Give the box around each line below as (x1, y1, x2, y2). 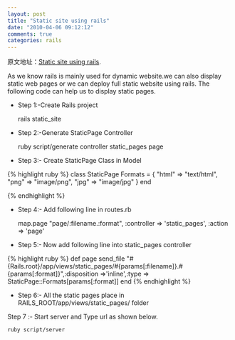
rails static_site (17, 115, 62, 124)
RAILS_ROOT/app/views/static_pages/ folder (17, 299, 150, 307)
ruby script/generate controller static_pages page (17, 142, 164, 151)
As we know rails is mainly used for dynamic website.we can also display (7, 72, 222, 81)
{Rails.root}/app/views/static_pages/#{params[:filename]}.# (7, 262, 183, 271)
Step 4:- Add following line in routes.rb (17, 205, 132, 214)
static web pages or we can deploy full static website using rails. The (7, 79, 210, 88)
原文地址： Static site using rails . (7, 58, 101, 66)
